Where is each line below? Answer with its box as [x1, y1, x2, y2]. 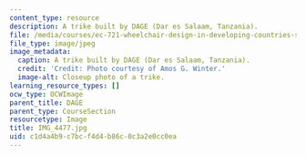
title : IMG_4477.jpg [9, 124, 88, 133]
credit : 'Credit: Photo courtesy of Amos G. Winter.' [17, 65, 226, 74]
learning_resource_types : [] [9, 81, 120, 90]
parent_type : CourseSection [9, 107, 117, 116]
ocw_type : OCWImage [9, 89, 84, 98]
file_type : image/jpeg [9, 38, 96, 48]
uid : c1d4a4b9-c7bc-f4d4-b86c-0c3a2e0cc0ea [9, 132, 178, 141]
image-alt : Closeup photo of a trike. [17, 73, 166, 82]
